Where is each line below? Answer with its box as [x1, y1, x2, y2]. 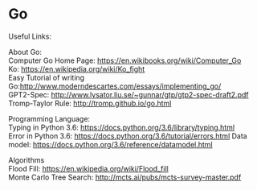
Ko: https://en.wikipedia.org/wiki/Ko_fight [8, 64, 145, 73]
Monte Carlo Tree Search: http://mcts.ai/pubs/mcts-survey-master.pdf [8, 172, 242, 182]
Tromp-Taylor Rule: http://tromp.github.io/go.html [8, 98, 172, 108]
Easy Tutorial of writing [8, 72, 85, 82]
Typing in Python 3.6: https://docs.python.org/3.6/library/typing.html [8, 122, 235, 132]
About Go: [8, 47, 43, 56]
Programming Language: [8, 114, 91, 123]
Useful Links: [8, 31, 52, 41]
